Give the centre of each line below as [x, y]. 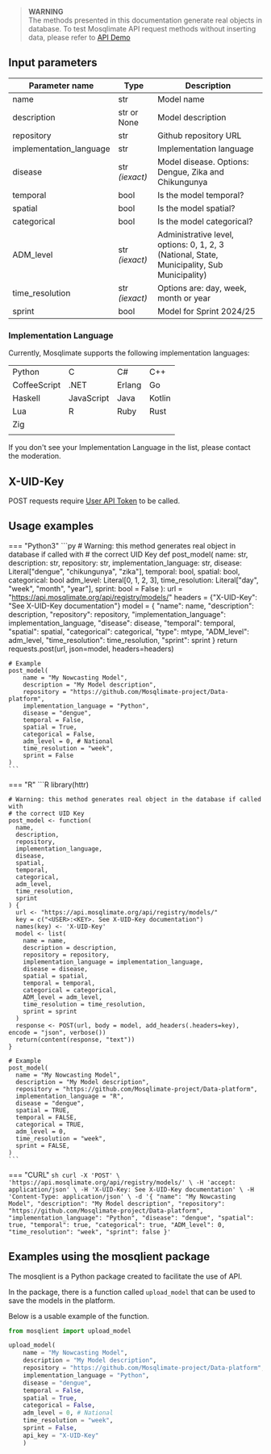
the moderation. [35, 456]
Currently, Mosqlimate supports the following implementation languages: [129, 353]
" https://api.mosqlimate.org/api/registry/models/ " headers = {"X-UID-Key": [133, 597]
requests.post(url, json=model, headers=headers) [92, 649]
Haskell [26, 398]
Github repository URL [199, 135]
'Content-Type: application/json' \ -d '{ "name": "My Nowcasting [122, 1196]
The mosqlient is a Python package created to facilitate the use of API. [125, 1276]
